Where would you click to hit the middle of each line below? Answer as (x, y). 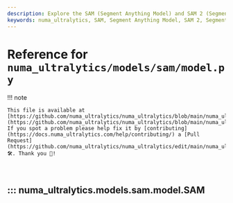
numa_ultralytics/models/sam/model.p (116, 68)
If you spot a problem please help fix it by (74, 129)
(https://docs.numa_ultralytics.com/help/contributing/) (91, 135)
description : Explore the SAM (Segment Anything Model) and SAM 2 (105, 14)
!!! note (17, 98)
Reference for (48, 54)
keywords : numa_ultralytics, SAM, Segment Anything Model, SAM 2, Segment (118, 20)
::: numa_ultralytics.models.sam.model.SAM (106, 190)
